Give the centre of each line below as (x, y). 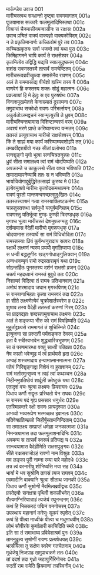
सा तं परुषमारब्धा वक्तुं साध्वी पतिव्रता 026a (46, 347)
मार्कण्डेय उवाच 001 (25, 9)
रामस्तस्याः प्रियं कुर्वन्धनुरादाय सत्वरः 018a (45, 241)
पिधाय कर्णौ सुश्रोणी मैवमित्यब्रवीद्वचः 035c (44, 486)
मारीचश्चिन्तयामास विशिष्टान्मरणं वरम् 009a (46, 122)
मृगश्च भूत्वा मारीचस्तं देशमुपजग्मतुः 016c (44, 221)
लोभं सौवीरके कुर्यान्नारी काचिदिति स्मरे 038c (47, 526)
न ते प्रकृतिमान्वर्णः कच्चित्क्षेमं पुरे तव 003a (45, 42)
